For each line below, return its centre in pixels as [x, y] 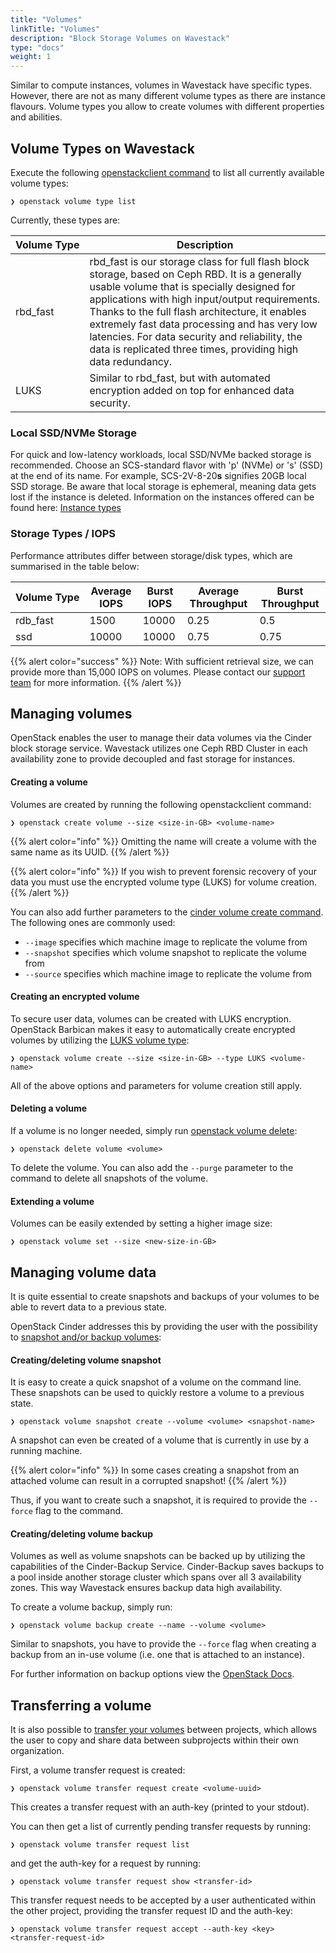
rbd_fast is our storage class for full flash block [199, 261]
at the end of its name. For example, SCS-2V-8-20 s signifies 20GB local [158, 476]
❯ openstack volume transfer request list [100, 1845]
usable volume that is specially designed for [192, 286]
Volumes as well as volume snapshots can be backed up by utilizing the [158, 1556]
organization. [37, 1751]
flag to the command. [79, 1511]
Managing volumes [71, 713]
